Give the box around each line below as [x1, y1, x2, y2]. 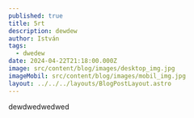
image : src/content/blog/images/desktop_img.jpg [8, 65, 175, 73]
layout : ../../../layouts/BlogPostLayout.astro [8, 79, 172, 87]
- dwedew [15, 49, 45, 57]
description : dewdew [8, 27, 78, 35]
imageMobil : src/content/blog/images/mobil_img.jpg [8, 72, 186, 80]
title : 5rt [8, 19, 45, 27]
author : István [8, 34, 60, 43]
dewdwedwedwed [8, 102, 70, 112]
